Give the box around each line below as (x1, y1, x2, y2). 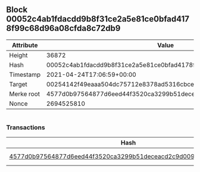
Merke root (9, 89, 40, 98)
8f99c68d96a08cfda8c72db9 (6, 23, 121, 33)
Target (9, 80, 28, 88)
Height (9, 51, 28, 59)
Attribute (11, 41, 38, 49)
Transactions (6, 123, 46, 132)
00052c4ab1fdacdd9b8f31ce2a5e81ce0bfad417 (6, 14, 189, 24)
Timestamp (9, 70, 41, 79)
